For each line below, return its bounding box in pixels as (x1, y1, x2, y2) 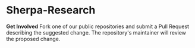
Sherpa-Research (6, 4, 96, 17)
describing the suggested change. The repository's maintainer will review (6, 29, 186, 36)
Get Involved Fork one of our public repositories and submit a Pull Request (6, 23, 189, 30)
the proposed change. (6, 35, 61, 42)
